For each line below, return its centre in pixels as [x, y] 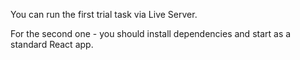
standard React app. [52, 44]
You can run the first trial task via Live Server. [104, 14]
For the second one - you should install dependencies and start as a [151, 33]
